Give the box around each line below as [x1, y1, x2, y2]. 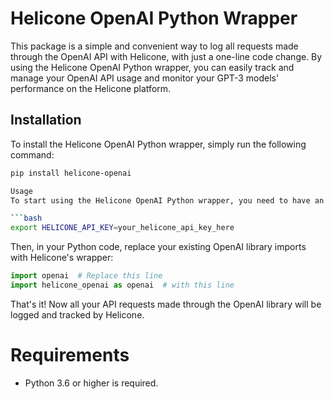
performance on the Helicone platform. [10, 82, 172, 94]
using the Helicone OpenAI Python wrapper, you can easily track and [10, 61, 295, 73]
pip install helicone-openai [10, 168, 132, 178]
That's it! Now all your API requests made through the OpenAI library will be [10, 298, 322, 310]
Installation [10, 112, 82, 129]
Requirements [10, 344, 130, 367]
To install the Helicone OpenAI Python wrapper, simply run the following [10, 138, 307, 150]
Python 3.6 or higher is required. [24, 377, 159, 389]
